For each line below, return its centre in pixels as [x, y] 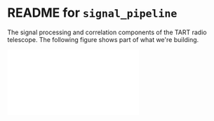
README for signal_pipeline [92, 13]
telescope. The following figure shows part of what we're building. [103, 39]
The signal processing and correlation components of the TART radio [107, 32]
